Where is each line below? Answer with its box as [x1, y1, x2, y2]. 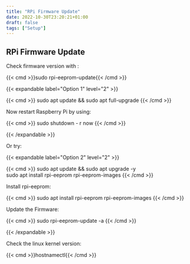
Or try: [6, 143, 22, 150]
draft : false [6, 19, 38, 25]
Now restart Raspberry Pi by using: [6, 108, 91, 115]
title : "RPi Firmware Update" [6, 8, 81, 15]
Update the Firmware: [6, 206, 59, 213]
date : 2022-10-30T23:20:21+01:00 [6, 14, 89, 20]
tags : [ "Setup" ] [6, 25, 46, 31]
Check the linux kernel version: [6, 240, 81, 247]
